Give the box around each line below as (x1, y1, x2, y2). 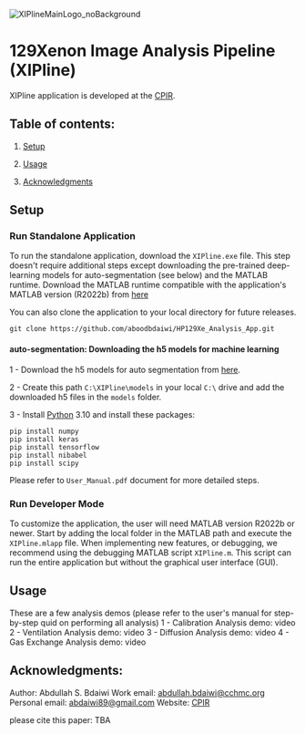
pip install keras (9, 434, 79, 444)
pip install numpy (9, 427, 79, 436)
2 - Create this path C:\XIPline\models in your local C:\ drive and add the (9, 381, 285, 392)
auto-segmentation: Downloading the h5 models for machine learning (9, 344, 280, 355)
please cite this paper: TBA (9, 714, 111, 725)
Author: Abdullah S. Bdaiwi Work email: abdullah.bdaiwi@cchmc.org (9, 687, 266, 698)
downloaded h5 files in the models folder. (9, 391, 162, 402)
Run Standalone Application (9, 230, 137, 243)
